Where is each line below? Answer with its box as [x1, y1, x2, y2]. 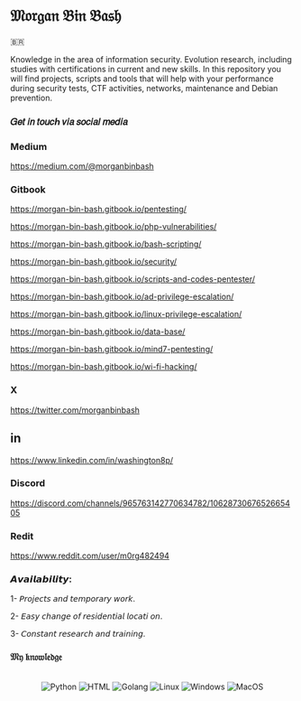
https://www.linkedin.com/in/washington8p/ [10, 454, 174, 465]
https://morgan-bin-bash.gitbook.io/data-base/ [10, 326, 186, 337]
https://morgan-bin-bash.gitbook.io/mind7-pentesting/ [10, 344, 214, 355]
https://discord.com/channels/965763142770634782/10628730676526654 [10, 498, 291, 509]
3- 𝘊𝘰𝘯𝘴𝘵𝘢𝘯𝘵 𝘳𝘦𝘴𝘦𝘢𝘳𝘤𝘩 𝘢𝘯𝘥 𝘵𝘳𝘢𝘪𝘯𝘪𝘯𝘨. [10, 629, 146, 640]
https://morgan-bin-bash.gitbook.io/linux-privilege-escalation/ [10, 309, 242, 320]
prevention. [10, 92, 53, 103]
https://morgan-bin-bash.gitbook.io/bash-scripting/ [10, 238, 202, 249]
